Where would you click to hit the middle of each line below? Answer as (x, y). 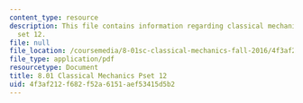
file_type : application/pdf (62, 59)
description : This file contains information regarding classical (137, 26)
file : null (30, 43)
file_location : (38, 51)
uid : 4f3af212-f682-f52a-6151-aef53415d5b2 (92, 84)
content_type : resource (54, 17)
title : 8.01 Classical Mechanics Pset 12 (88, 76)
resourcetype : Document (54, 68)
